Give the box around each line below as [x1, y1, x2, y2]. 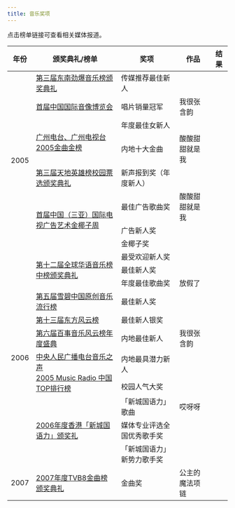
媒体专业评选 [121, 420, 164, 430]
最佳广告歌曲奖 [121, 201, 171, 211]
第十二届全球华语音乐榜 [36, 260, 113, 269]
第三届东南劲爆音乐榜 [36, 73, 106, 83]
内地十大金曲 [121, 144, 164, 154]
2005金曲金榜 [36, 142, 83, 152]
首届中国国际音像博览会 [36, 102, 113, 112]
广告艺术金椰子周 [43, 220, 99, 230]
